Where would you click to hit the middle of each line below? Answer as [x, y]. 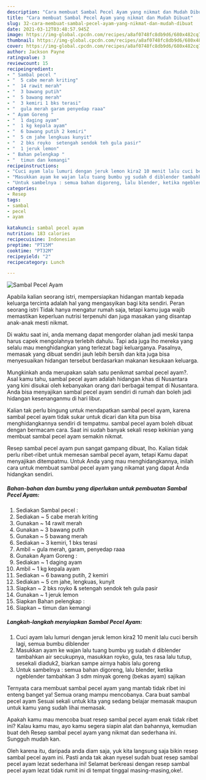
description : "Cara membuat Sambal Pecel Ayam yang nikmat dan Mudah [97, 12]
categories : [22, 189]
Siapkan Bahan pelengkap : [50, 601]
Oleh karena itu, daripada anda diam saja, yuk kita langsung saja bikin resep [102, 751]
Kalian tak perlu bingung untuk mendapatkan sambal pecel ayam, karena [99, 410]
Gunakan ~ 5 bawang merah [52, 536]
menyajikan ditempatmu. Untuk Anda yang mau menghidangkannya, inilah [100, 461]
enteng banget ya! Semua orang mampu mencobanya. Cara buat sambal [98, 695]
